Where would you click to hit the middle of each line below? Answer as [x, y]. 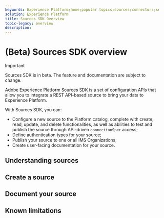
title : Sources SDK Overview [35, 19]
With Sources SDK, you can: [33, 110]
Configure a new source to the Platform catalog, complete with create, [83, 119]
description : [18, 28]
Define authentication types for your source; [57, 135]
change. [13, 80]
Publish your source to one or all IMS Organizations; [64, 140]
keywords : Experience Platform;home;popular [51, 10]
